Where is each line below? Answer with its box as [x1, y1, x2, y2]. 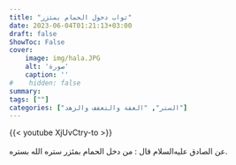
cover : [9, 46, 34, 55]
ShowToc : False [9, 37, 65, 47]
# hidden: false [9, 79, 81, 87]
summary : [9, 86, 42, 95]
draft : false [9, 29, 57, 38]
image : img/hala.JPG [25, 54, 101, 63]
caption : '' [25, 71, 69, 79]
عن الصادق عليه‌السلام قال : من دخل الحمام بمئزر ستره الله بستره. [9, 146, 228, 157]
